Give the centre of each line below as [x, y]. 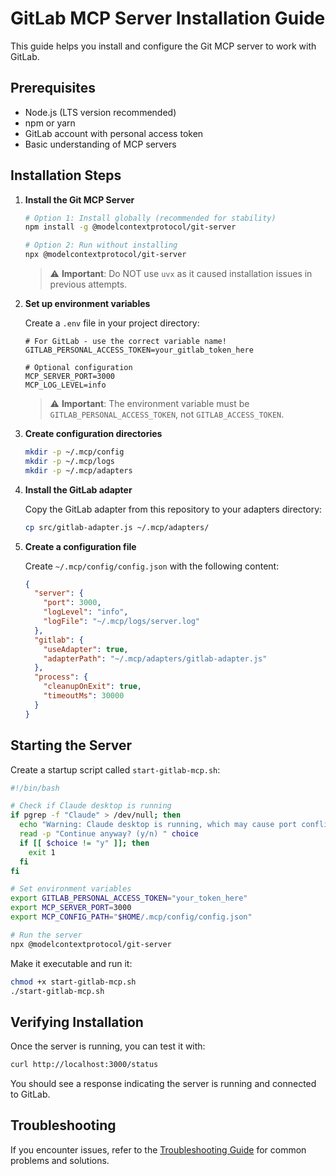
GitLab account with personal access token [114, 133]
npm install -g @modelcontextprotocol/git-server [130, 227]
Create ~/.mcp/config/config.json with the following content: [152, 566]
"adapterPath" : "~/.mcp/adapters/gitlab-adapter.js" [155, 658]
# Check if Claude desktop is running [91, 806]
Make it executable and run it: [71, 963]
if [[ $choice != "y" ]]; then [84, 843]
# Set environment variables [71, 889]
